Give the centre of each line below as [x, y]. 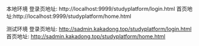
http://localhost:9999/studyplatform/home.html [72, 16]
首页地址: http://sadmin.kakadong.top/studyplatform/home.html [86, 36]
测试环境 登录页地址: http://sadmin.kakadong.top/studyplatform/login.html [99, 29]
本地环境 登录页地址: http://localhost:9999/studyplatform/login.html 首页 [97, 9]
